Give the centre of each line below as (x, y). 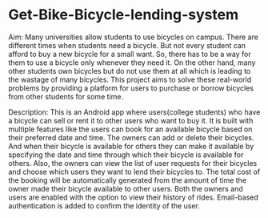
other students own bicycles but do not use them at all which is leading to (130, 71)
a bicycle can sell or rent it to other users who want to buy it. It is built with (131, 120)
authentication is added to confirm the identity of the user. (104, 205)
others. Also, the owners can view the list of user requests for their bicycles (133, 163)
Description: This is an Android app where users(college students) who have (134, 112)
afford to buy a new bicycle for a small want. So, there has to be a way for (130, 54)
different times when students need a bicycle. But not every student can (127, 45)
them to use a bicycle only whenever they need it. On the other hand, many (132, 63)
